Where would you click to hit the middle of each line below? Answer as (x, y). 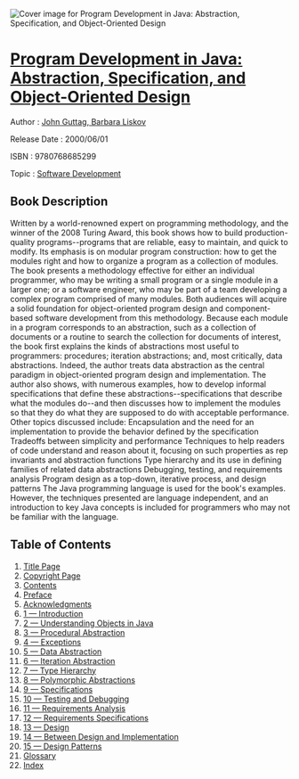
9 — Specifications (58, 689)
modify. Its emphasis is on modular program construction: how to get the (143, 251)
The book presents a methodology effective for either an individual (132, 270)
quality (23, 242)
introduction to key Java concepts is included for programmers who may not (150, 507)
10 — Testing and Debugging (76, 699)
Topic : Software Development (65, 173)
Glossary (40, 755)
